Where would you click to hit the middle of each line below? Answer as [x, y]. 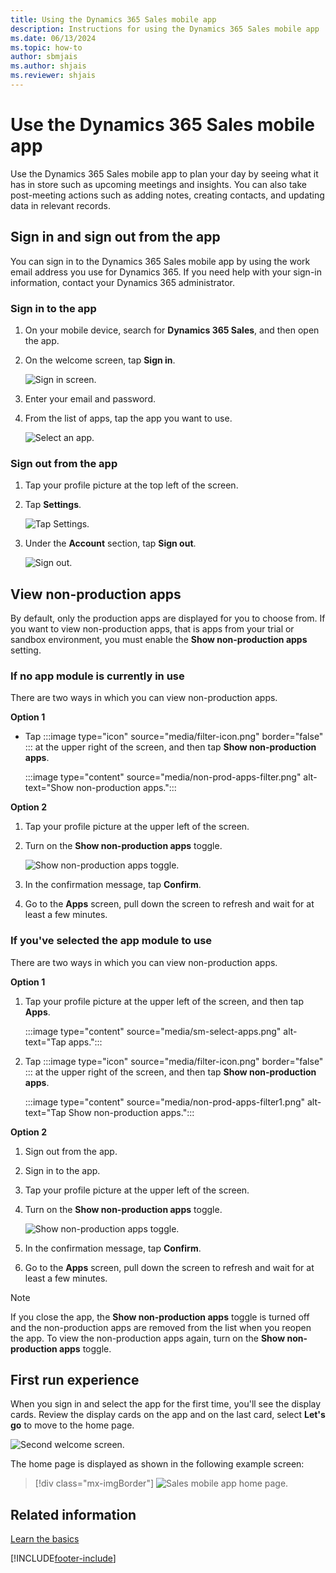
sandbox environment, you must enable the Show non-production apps [159, 640]
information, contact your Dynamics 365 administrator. [122, 282]
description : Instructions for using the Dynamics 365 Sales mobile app [165, 29]
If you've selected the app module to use [111, 941]
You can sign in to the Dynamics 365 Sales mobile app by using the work [160, 261]
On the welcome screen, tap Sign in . [100, 360]
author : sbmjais [44, 57]
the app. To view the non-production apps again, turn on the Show [148, 1338]
